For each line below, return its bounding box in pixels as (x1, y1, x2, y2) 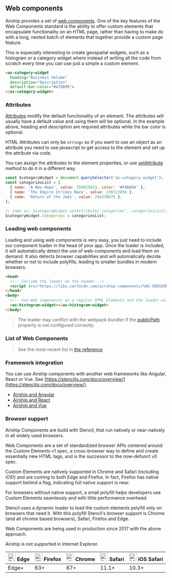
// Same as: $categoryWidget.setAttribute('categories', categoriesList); (5, 208, 168, 213)
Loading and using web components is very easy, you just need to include (5, 237, 162, 243)
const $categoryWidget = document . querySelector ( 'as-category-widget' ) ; (5, 175, 164, 181)
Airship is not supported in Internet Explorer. (5, 541, 99, 547)
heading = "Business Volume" (10, 75, 68, 80)
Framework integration (5, 359, 63, 366)
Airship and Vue (12, 402, 47, 409)
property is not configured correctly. (17, 322, 95, 328)
